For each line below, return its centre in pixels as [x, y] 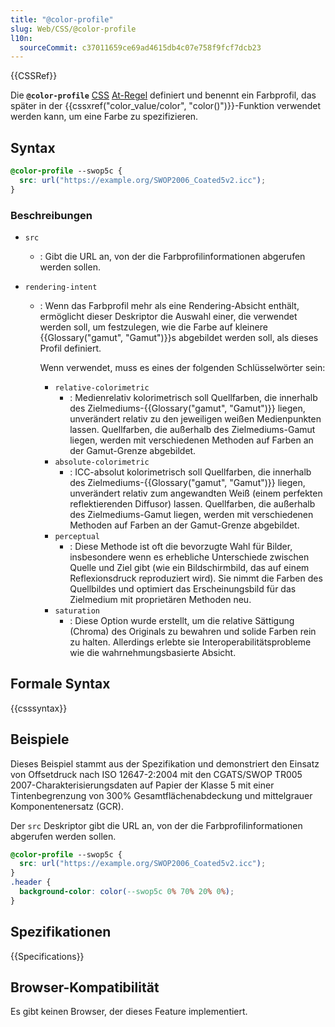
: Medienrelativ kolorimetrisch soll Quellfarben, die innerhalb [193, 397]
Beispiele [40, 739]
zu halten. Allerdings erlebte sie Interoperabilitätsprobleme [190, 642]
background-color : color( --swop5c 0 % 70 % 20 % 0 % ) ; [127, 892]
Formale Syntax [60, 684]
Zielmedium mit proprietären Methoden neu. [160, 599]
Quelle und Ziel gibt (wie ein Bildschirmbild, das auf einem [189, 567]
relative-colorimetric [102, 387]
